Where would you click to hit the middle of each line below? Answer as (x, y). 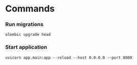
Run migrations (25, 24)
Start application (26, 47)
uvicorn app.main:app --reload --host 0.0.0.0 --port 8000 (69, 57)
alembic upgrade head (28, 35)
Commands (30, 9)
